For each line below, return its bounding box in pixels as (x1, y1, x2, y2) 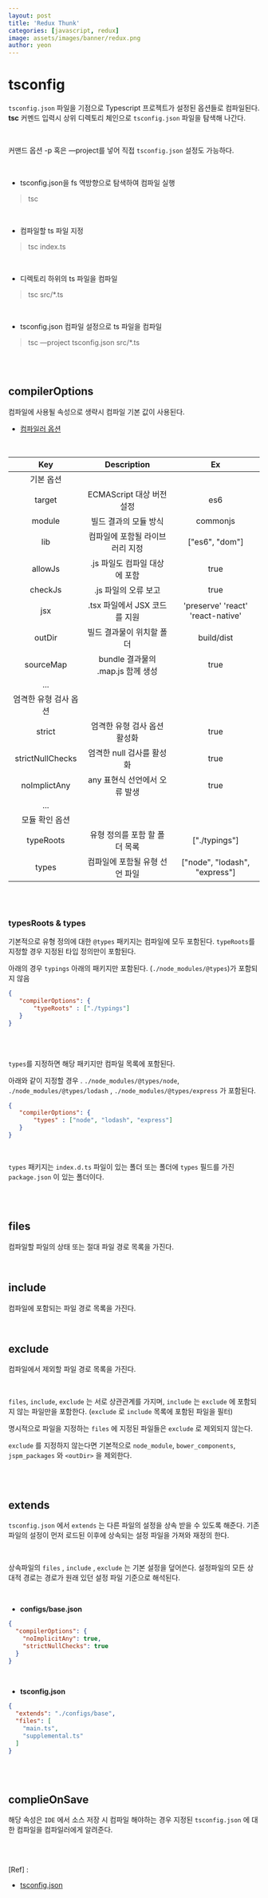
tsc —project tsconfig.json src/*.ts (27, 338, 140, 347)
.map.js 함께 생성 (97, 665, 158, 676)
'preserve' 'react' (183, 600, 249, 611)
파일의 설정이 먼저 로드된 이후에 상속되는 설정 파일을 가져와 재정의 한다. (8, 1531, 230, 1540)
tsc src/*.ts (27, 290, 64, 299)
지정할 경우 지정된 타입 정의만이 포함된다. (8, 947, 136, 957)
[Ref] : (8, 1865, 30, 1875)
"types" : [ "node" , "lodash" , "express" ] (33, 1116, 173, 1124)
